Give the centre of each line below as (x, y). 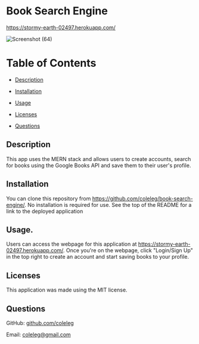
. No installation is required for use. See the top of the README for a (108, 204)
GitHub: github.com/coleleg (40, 323)
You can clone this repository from (49, 199)
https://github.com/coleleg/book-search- (143, 199)
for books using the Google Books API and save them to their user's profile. (99, 165)
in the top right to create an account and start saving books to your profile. (98, 257)
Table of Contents (51, 63)
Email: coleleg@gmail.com (39, 334)
